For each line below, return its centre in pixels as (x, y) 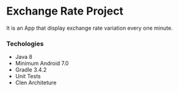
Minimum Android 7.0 (42, 63)
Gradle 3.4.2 (31, 70)
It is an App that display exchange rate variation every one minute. (89, 28)
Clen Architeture (36, 83)
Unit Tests (28, 76)
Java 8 (24, 57)
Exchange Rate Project (65, 11)
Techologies (25, 44)
